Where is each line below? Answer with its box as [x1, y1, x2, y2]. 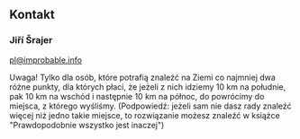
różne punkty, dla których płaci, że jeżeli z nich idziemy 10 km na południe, [9, 81, 286, 92]
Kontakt [9, 7, 56, 22]
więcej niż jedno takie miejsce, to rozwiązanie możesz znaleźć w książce [9, 109, 281, 120]
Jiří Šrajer [9, 34, 53, 47]
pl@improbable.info [9, 54, 83, 65]
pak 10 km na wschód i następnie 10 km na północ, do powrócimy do [9, 91, 265, 101]
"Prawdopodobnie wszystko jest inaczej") [9, 119, 165, 130]
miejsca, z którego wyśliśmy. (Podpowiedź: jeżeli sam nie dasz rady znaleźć [9, 100, 292, 111]
